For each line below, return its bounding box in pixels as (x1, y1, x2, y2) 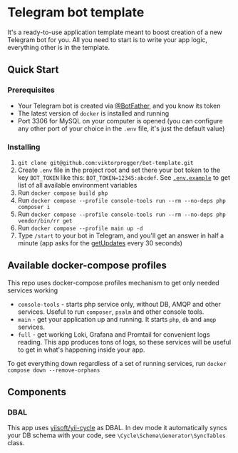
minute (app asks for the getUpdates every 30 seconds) (17, 238, 183, 247)
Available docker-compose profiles (7, 260, 167, 272)
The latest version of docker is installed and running (17, 108, 170, 118)
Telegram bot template (7, 4, 145, 21)
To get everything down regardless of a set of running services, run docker (7, 359, 227, 367)
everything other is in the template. (7, 43, 110, 51)
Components (7, 386, 66, 398)
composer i (17, 203, 51, 210)
